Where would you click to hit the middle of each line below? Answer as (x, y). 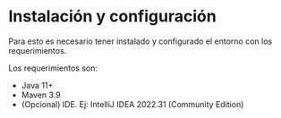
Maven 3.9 (41, 95)
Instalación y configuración (112, 17)
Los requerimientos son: (53, 68)
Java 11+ (37, 85)
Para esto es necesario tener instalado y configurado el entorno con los (140, 41)
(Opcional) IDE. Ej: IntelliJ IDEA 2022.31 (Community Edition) (132, 104)
